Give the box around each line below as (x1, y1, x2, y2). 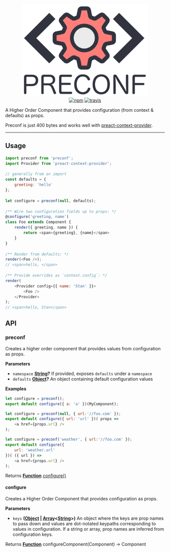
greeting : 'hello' (14, 182, 53, 188)
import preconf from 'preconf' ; (5, 156, 73, 161)
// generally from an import (5, 171, 67, 177)
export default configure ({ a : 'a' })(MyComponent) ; (5, 401, 119, 406)
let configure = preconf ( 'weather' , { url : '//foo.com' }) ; (5, 437, 133, 442)
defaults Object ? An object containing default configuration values (12, 376, 153, 382)
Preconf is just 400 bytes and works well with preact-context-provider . (5, 122, 153, 128)
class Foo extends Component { (5, 219, 71, 225)
